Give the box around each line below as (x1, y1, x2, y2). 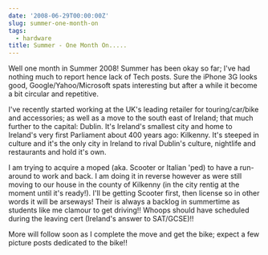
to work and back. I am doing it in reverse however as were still (33, 172, 242, 181)
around (8, 172, 32, 181)
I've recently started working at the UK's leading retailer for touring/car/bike (8, 105, 259, 115)
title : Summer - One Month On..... (8, 42, 128, 50)
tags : (8, 26, 26, 34)
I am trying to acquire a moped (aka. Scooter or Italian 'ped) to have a (8, 163, 238, 172)
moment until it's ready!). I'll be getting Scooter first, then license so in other (8, 188, 260, 198)
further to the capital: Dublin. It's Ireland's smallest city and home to (8, 122, 233, 132)
